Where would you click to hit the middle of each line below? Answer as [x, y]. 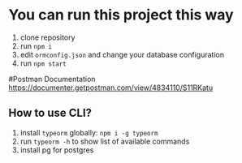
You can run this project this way [121, 15]
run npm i [36, 45]
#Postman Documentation [52, 79]
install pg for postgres [57, 150]
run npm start [43, 63]
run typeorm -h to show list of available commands [105, 141]
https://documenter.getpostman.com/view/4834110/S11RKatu [111, 88]
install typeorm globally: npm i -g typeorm [89, 132]
